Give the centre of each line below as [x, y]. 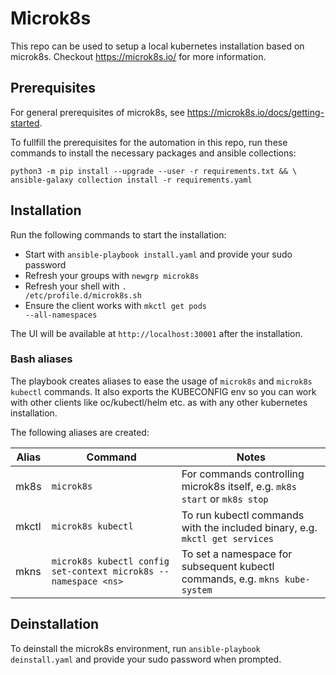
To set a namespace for [237, 554]
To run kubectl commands [243, 515]
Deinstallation [55, 624]
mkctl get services [228, 538]
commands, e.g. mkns [230, 579]
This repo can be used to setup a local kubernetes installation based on [157, 46]
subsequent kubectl [228, 566]
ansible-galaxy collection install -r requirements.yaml [131, 180]
